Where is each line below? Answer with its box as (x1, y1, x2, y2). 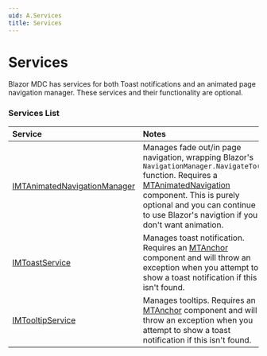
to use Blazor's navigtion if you (142, 209, 258, 220)
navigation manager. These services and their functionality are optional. (8, 88, 244, 98)
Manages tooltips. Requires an (142, 295, 256, 306)
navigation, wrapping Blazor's (142, 152, 254, 163)
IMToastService (12, 257, 72, 268)
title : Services (8, 19, 62, 27)
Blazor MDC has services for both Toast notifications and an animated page (8, 79, 257, 89)
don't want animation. (142, 219, 224, 230)
